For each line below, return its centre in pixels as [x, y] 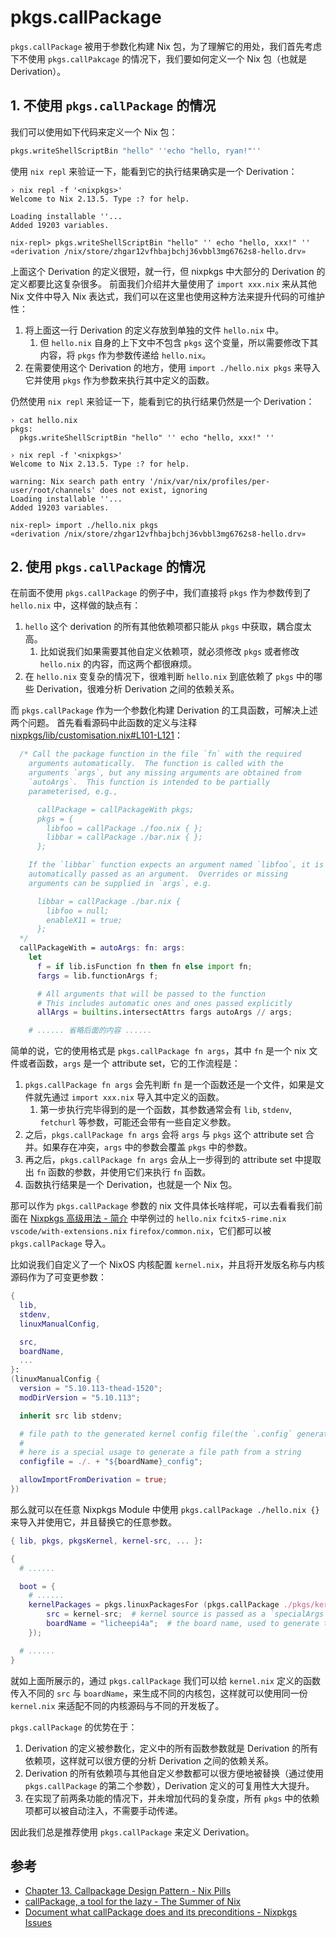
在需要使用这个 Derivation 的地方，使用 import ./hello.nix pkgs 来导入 [172, 367]
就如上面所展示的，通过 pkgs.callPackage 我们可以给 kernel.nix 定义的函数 [165, 1680]
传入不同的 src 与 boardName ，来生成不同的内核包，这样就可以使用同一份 [159, 1693]
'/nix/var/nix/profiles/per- [209, 481]
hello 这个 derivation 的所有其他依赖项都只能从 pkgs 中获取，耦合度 [163, 627]
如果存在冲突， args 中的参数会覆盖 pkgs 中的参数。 [147, 1147]
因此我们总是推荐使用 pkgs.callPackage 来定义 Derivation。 [132, 1832]
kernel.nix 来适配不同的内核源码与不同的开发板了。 [117, 1705]
